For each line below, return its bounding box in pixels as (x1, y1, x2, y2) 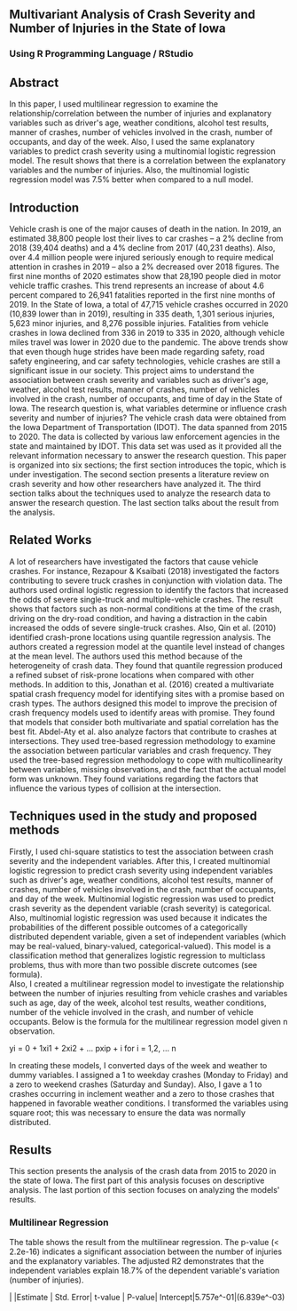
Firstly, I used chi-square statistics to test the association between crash (9, 846, 274, 857)
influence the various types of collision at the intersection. (9, 782, 222, 794)
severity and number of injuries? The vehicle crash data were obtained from (9, 412, 286, 423)
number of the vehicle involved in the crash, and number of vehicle (9, 1006, 254, 1017)
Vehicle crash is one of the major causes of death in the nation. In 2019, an (9, 223, 282, 234)
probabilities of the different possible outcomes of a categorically (9, 922, 248, 932)
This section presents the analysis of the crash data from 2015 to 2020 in (9, 1166, 277, 1177)
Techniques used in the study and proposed (9, 809, 258, 824)
